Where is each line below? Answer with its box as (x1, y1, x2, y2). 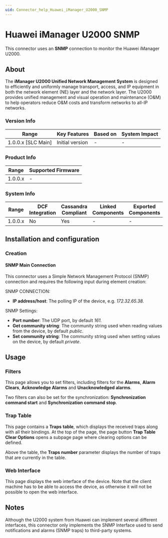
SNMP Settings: (5, 307, 38, 313)
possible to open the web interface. (5, 489, 78, 495)
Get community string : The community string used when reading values (12, 322, 162, 328)
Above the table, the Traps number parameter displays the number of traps (5, 449, 161, 455)
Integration (29, 209, 56, 216)
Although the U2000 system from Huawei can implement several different (5, 516, 157, 522)
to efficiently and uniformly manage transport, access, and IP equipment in (5, 83, 159, 90)
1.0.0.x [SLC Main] (7, 138, 52, 145)
